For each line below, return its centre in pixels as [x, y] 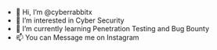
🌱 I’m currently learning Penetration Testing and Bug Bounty [112, 29]
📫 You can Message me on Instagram [77, 37]
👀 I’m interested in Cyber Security [70, 20]
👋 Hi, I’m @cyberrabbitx [54, 12]
